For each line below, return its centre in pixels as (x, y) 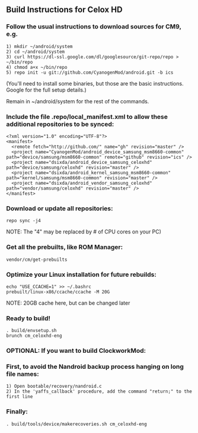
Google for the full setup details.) (47, 90)
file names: (23, 374)
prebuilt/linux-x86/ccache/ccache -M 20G (58, 292)
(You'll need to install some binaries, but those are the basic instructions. (95, 83)
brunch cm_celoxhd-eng (34, 336)
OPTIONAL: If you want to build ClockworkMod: (76, 351)
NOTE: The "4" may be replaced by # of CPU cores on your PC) (84, 232)
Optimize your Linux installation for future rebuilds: (82, 274)
